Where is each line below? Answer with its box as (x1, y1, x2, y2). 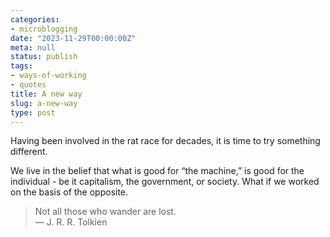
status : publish (10, 52, 78, 62)
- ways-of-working (10, 71, 87, 81)
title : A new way (10, 89, 83, 99)
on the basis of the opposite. (10, 186, 129, 198)
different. (10, 146, 48, 158)
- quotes (10, 80, 47, 90)
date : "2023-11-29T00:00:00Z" (10, 33, 137, 43)
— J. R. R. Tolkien (34, 216, 108, 228)
